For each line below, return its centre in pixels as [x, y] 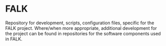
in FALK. [14, 39]
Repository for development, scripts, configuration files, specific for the [80, 23]
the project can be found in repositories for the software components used [83, 33]
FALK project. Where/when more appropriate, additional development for [81, 28]
